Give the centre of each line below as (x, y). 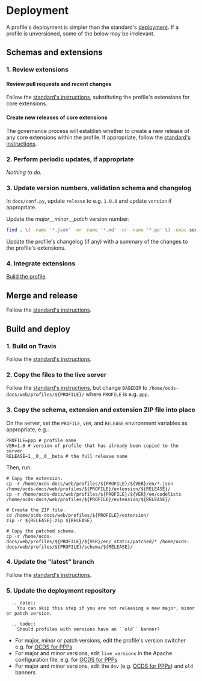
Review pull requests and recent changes (59, 84)
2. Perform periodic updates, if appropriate (70, 159)
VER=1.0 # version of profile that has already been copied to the (93, 446)
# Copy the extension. (35, 478)
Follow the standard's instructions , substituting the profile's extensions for (98, 97)
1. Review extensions (38, 70)
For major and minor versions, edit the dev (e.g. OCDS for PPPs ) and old (104, 666)
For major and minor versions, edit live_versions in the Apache (93, 653)
